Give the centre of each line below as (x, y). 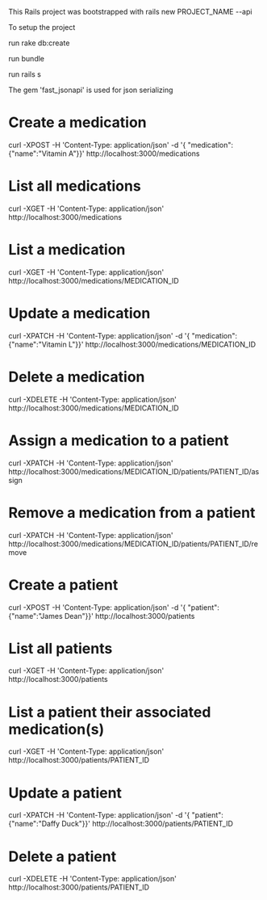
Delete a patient (63, 856)
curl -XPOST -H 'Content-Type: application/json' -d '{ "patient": (114, 607)
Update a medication (79, 313)
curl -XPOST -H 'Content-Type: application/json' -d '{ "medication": (121, 145)
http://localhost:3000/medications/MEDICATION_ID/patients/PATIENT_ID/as (134, 471)
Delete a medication (77, 377)
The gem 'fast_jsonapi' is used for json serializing (91, 90)
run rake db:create (39, 43)
